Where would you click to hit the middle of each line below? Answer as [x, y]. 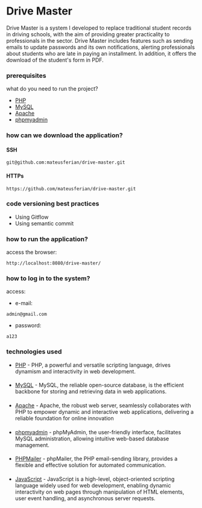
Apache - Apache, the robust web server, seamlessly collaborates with [103, 405]
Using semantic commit [44, 223]
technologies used [34, 352]
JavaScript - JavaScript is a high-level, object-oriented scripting [95, 479]
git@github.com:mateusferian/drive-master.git [66, 162]
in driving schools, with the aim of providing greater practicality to [88, 34]
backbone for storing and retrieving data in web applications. [91, 391]
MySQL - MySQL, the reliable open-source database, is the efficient [99, 385]
